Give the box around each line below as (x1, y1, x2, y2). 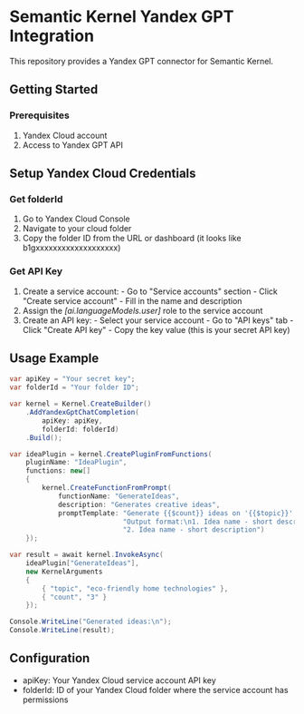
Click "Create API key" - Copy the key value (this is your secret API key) (22, 324, 291, 335)
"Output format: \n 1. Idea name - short (122, 517, 273, 526)
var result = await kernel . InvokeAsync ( (9, 551, 165, 560)
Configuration (9, 650, 90, 666)
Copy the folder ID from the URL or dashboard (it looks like (22, 233, 242, 244)
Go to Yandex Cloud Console (22, 213, 131, 224)
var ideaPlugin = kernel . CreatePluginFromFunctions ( (9, 449, 213, 459)
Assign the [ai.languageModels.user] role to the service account (22, 305, 263, 316)
